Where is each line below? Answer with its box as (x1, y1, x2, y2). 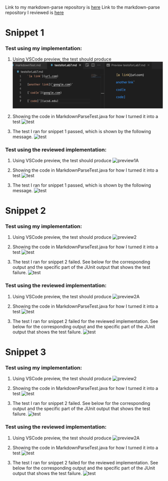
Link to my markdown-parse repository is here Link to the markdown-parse (5, 5, 160, 10)
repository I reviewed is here (5, 10, 64, 16)
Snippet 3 (5, 346, 46, 357)
